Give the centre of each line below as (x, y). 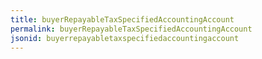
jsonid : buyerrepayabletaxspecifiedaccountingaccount (125, 38)
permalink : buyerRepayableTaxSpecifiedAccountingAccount (131, 29)
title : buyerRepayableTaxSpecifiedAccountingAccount (122, 19)
